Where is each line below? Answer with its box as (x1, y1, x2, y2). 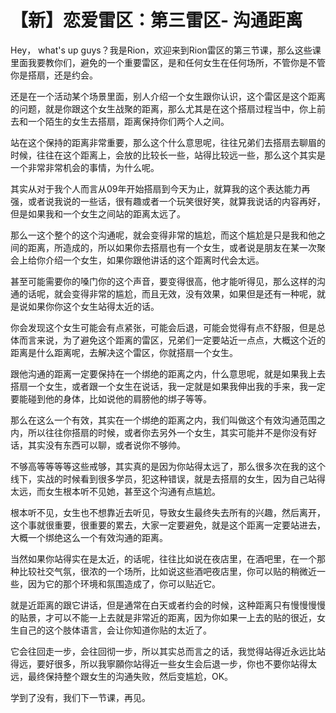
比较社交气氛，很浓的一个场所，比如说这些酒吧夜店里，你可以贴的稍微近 (18, 565, 317, 577)
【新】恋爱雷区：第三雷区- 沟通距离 (10, 9, 303, 32)
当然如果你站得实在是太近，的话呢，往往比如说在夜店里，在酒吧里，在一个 (10, 552, 317, 565)
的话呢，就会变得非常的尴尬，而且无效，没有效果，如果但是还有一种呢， (18, 287, 317, 300)
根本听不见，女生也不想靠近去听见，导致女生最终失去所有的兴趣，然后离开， (10, 506, 326, 518)
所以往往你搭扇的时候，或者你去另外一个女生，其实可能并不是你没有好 (27, 426, 317, 438)
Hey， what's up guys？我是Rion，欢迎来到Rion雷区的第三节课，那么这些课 (10, 44, 322, 56)
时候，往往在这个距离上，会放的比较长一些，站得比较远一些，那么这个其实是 (10, 149, 326, 161)
